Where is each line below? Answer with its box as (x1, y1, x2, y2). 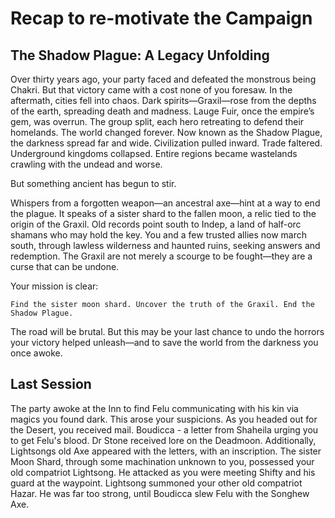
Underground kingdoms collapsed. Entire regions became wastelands (10, 148, 298, 159)
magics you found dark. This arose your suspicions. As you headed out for (10, 413, 318, 425)
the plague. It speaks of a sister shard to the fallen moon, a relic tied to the (10, 208, 317, 219)
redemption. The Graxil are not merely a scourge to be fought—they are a (10, 250, 313, 262)
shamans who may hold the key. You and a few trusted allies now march (10, 229, 308, 241)
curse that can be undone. (10, 261, 120, 272)
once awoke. (10, 347, 63, 359)
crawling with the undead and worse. (10, 158, 163, 170)
